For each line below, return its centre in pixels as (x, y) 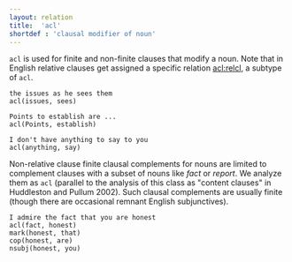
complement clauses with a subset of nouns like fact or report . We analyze (146, 174)
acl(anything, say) (45, 148)
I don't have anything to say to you (79, 140)
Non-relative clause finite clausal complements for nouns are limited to (138, 164)
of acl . (21, 78)
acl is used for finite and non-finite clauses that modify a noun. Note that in (146, 59)
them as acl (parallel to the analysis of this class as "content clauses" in (140, 183)
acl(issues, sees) (43, 101)
